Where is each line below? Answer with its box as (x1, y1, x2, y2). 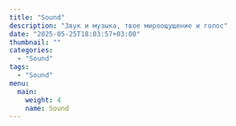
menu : (9, 79, 29, 88)
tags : (9, 63, 29, 72)
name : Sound (25, 104, 69, 113)
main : (17, 87, 38, 96)
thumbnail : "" (9, 37, 62, 47)
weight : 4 (25, 95, 62, 105)
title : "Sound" (9, 12, 66, 22)
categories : (9, 46, 53, 55)
